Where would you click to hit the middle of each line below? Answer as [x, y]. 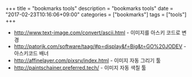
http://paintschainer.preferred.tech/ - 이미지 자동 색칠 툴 [80, 68]
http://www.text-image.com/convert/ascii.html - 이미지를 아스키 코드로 [97, 32]
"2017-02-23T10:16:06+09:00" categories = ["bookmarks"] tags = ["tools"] [96, 14]
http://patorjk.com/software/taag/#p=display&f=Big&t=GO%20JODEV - [100, 46]
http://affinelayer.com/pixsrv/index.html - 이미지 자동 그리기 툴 [87, 60]
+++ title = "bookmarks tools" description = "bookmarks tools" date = [89, 8]
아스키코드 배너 [31, 53]
